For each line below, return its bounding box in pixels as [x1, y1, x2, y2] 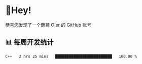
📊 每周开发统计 [5, 38, 54, 47]
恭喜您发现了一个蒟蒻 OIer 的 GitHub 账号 [5, 22, 92, 28]
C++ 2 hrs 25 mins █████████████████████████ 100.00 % [5, 54, 137, 59]
